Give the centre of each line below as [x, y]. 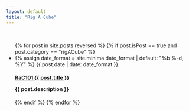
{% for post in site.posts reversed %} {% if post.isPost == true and [96, 45]
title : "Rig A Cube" [32, 17]
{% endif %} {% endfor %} [47, 102]
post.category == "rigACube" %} [55, 51]
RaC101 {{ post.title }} [42, 78]
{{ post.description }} [42, 89]
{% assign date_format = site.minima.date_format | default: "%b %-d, [99, 58]
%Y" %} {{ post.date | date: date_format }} [66, 64]
